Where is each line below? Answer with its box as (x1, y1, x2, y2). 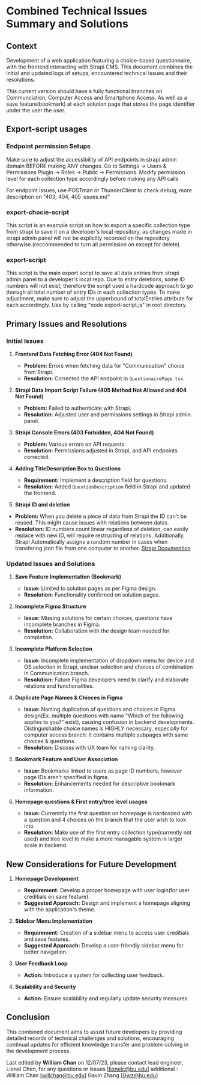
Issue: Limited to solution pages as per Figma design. (23, 585, 157, 592)
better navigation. (23, 948, 68, 956)
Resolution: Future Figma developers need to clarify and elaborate (23, 676, 189, 683)
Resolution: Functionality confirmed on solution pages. (23, 591, 161, 598)
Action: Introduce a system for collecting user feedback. (23, 971, 164, 979)
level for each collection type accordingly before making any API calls (6, 175, 179, 182)
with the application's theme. (23, 906, 96, 913)
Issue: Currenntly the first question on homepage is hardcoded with (23, 810, 192, 817)
